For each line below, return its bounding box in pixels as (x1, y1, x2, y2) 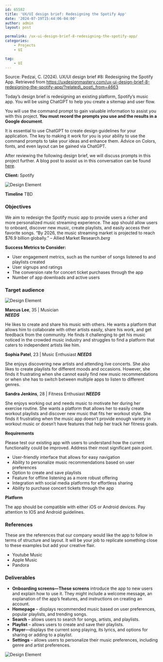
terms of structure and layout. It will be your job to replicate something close (5, 537, 158, 543)
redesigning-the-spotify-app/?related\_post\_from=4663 (5, 84, 119, 90)
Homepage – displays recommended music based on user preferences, (12, 606, 156, 612)
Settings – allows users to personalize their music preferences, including (12, 637, 158, 643)
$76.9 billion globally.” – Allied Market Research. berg (5, 235, 111, 241)
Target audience (5, 287, 45, 293)
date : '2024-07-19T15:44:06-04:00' (5, 16, 77, 21)
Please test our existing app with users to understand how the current (5, 439, 145, 445)
